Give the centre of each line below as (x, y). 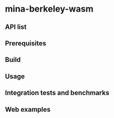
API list (16, 27)
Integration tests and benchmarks (57, 93)
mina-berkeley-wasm (49, 9)
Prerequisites (26, 43)
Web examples (28, 110)
